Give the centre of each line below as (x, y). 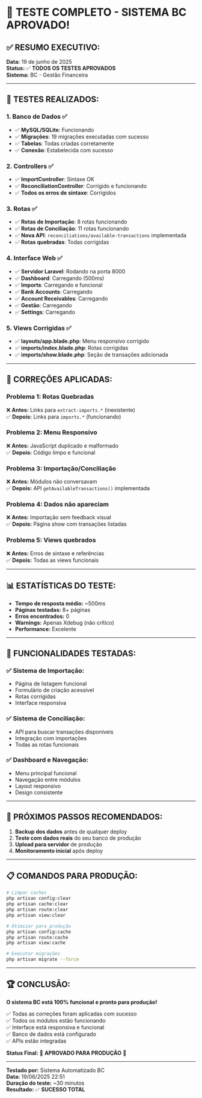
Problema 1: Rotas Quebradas (50, 397)
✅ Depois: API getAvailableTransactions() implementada (78, 488)
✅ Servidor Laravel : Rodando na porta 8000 (70, 271)
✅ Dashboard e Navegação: (47, 760)
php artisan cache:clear (37, 904)
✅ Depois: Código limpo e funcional (51, 452)
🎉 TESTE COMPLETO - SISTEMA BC (96, 12)
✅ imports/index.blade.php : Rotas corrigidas (72, 348)
